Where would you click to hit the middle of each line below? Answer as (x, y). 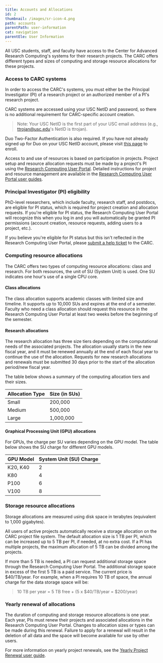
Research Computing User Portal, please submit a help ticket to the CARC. (80, 243)
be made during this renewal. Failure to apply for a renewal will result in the (80, 630)
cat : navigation (21, 32)
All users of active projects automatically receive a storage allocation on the (81, 531)
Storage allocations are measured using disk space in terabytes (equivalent (81, 516)
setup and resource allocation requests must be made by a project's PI (76, 163)
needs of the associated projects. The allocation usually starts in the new (78, 346)
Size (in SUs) (65, 394)
